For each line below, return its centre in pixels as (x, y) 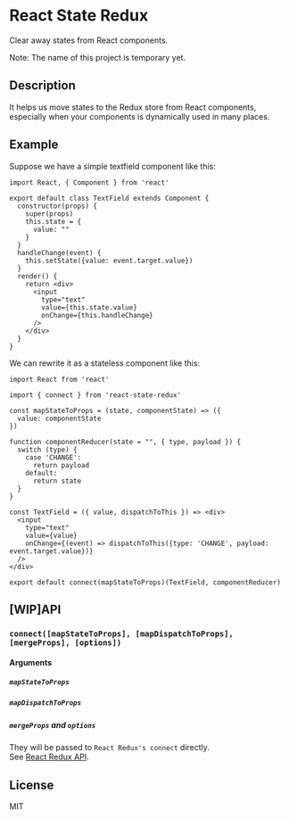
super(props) (50, 214)
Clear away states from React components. (89, 40)
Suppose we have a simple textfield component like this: (112, 166)
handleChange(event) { (59, 252)
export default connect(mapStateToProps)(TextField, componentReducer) (145, 582)
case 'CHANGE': (54, 457)
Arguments (31, 663)
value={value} (51, 535)
